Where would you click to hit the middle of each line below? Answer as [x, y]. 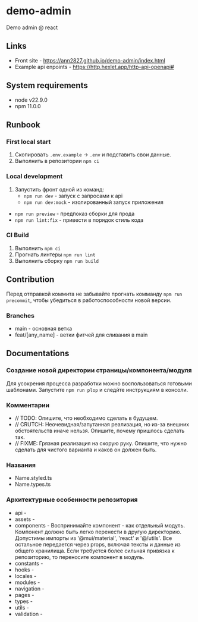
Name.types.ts [33, 484]
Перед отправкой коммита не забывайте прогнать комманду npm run [94, 294]
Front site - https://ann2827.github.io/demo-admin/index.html [90, 60]
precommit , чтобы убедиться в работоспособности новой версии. [89, 300]
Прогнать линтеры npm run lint [55, 255]
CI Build [18, 235]
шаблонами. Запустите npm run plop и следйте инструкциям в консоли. [97, 389]
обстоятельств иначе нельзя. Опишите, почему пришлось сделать [100, 431]
